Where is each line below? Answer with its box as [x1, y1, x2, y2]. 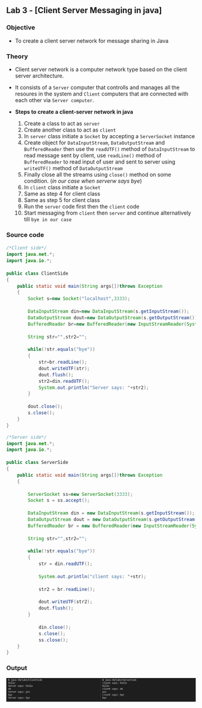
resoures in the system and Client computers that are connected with [14, 90, 189, 97]
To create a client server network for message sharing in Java [14, 37, 169, 44]
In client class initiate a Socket [23, 183, 101, 191]
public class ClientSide [6, 270, 69, 276]
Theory [6, 52, 28, 60]
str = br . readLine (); [38, 359, 87, 365]
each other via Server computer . [14, 96, 94, 103]
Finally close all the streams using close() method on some [23, 171, 171, 178]
